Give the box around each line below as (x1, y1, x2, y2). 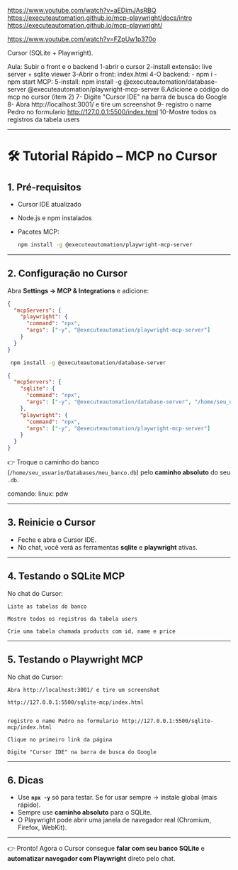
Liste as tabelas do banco (7, 603, 87, 610)
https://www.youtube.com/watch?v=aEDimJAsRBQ (7, 6, 157, 14)
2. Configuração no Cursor (7, 268, 127, 280)
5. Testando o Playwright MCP (7, 653, 144, 666)
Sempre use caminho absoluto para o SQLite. (17, 808, 152, 817)
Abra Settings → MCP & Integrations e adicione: (7, 286, 149, 295)
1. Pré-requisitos (7, 181, 81, 193)
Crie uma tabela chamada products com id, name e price (7, 628, 176, 635)
